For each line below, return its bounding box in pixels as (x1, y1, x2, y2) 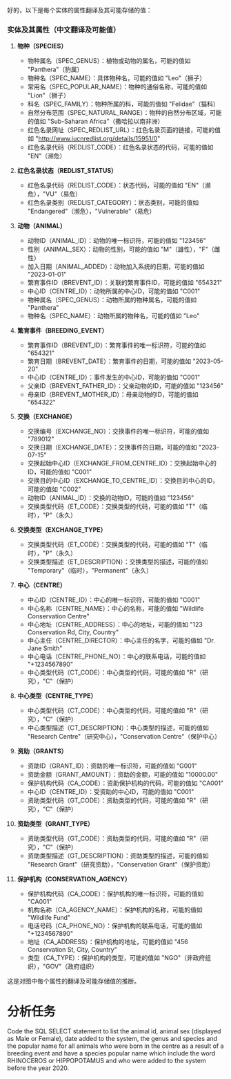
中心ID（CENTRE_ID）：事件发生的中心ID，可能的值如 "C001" (27, 373, 201, 382)
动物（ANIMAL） (17, 222, 67, 230)
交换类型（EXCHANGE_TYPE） (17, 526, 107, 534)
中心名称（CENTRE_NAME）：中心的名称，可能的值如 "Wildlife (27, 605, 204, 613)
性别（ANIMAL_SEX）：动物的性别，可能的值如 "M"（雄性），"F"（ (27, 245, 215, 254)
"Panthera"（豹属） (27, 65, 83, 74)
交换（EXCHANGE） (17, 412, 76, 421)
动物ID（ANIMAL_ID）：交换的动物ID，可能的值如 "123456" (27, 494, 194, 502)
